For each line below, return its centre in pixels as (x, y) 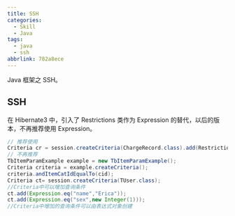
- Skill (25, 26)
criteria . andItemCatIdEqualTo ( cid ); (60, 174)
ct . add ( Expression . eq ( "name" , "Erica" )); (67, 193)
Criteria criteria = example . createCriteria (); (78, 168)
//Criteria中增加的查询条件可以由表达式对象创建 (70, 206)
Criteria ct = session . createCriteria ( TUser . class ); (84, 180)
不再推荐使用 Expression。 (58, 128)
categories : (24, 20)
